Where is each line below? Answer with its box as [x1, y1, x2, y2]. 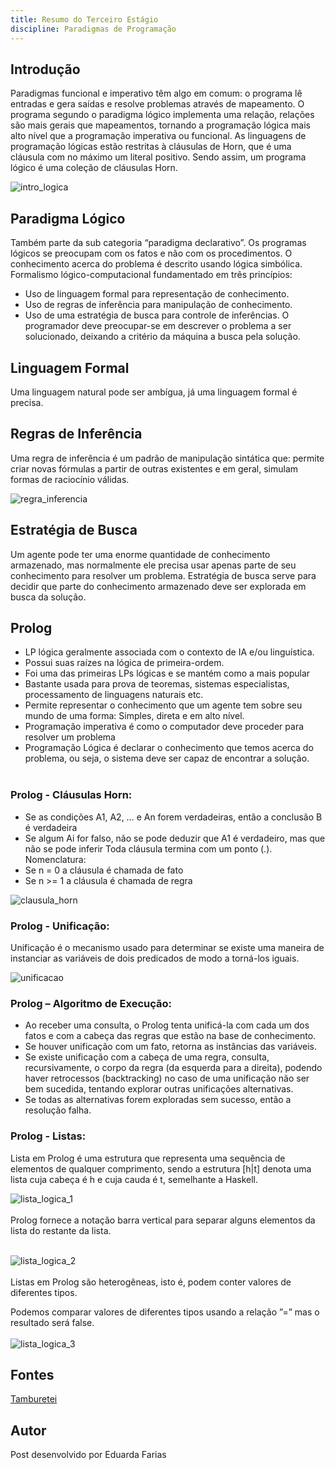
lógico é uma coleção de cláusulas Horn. [10, 162, 178, 174]
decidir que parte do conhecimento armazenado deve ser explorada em [10, 580, 307, 592]
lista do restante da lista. [10, 1224, 112, 1236]
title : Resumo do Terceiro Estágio [10, 14, 159, 25]
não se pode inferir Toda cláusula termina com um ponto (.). [24, 842, 273, 855]
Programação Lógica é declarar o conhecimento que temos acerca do [24, 742, 314, 754]
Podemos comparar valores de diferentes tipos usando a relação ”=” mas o [10, 1306, 320, 1318]
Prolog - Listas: [10, 1129, 87, 1143]
